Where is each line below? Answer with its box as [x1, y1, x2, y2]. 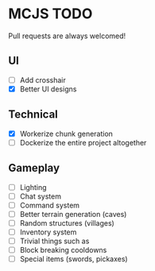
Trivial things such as [19, 236, 90, 246]
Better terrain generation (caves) [19, 209, 127, 219]
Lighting [19, 182, 47, 192]
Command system [19, 200, 80, 210]
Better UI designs [19, 84, 77, 94]
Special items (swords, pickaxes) [19, 254, 129, 264]
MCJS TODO [8, 5, 93, 23]
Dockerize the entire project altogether [19, 137, 147, 147]
